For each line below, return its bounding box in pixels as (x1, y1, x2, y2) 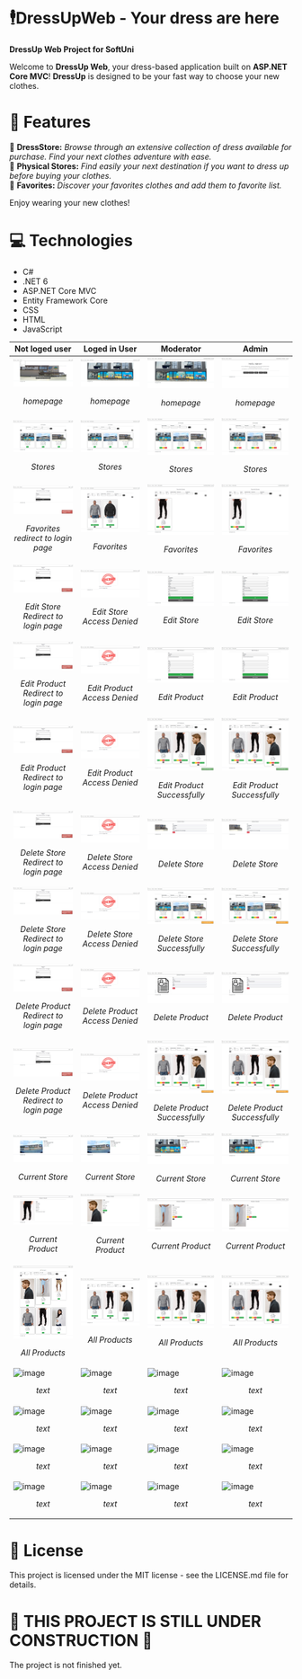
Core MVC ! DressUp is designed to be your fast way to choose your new (9, 70, 280, 82)
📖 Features (9, 112, 92, 132)
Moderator (160, 343, 202, 354)
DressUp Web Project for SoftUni (9, 43, 135, 55)
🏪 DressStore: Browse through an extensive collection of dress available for (9, 141, 292, 152)
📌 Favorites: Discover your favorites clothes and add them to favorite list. (9, 180, 282, 191)
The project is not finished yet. (9, 1660, 123, 1671)
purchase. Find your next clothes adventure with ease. (9, 151, 212, 162)
